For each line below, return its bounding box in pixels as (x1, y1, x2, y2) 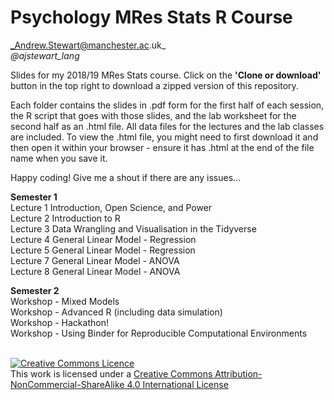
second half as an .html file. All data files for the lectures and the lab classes (10, 120, 325, 132)
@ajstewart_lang (10, 49, 80, 61)
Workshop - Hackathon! (10, 316, 109, 328)
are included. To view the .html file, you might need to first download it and (10, 131, 319, 143)
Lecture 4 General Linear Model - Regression (10, 233, 197, 245)
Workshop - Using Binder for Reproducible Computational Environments (10, 327, 308, 339)
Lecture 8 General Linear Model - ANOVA (10, 265, 181, 277)
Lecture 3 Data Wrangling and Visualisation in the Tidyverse (10, 222, 257, 235)
